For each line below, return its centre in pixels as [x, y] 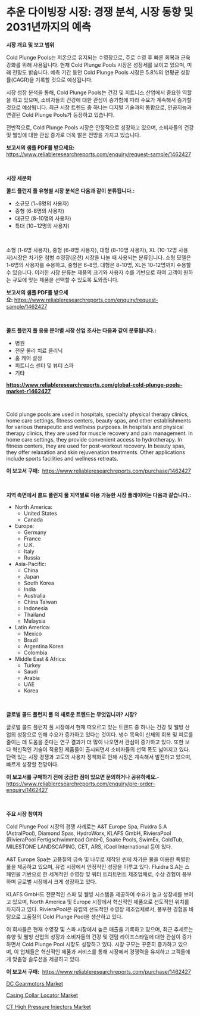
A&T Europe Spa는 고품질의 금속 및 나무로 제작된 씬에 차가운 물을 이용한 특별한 [98, 859]
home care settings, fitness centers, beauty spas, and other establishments [99, 420]
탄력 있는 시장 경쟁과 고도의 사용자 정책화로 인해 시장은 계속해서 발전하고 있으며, [99, 757]
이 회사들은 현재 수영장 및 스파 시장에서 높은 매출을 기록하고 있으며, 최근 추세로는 [100, 929]
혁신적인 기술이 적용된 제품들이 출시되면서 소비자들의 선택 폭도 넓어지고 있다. [101, 749]
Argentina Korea [43, 646]
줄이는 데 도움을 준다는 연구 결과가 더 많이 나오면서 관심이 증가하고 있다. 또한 [95, 742]
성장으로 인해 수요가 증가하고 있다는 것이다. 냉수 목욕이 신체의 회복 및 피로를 [105, 734]
